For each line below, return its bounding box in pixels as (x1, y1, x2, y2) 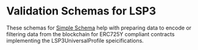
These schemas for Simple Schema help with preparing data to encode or (6, 24, 192, 31)
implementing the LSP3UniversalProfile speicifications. (6, 37, 144, 44)
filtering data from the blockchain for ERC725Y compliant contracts (6, 30, 175, 37)
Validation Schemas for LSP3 (6, 4, 157, 18)
